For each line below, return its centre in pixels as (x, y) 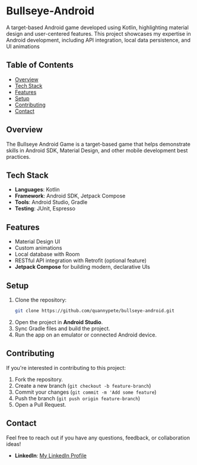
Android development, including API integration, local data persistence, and (99, 40)
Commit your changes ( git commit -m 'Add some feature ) (85, 392)
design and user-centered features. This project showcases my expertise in (99, 33)
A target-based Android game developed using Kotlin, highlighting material (97, 27)
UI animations (23, 46)
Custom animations (38, 248)
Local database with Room (47, 255)
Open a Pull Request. (40, 404)
